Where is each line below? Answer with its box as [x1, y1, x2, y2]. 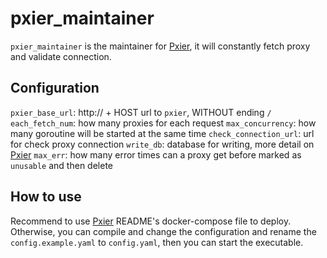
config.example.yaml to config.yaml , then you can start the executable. [10, 236, 304, 248]
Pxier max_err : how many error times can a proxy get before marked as [10, 148, 302, 161]
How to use [10, 188, 82, 206]
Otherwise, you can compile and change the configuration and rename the [10, 225, 317, 237]
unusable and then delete [10, 159, 113, 171]
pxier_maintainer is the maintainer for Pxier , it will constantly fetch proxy [10, 40, 311, 52]
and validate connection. [10, 50, 112, 62]
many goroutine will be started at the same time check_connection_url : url [10, 127, 315, 139]
